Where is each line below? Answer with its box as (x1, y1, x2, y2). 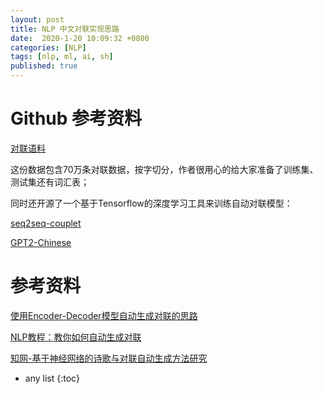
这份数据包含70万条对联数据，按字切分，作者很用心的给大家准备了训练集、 (10, 163, 319, 175)
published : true (10, 61, 78, 71)
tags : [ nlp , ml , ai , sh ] (10, 52, 114, 62)
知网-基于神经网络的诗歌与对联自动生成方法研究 (10, 352, 208, 364)
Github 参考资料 (10, 107, 143, 130)
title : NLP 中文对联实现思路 (10, 24, 120, 34)
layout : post (10, 14, 65, 25)
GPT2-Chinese (10, 236, 72, 248)
